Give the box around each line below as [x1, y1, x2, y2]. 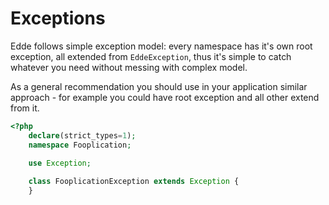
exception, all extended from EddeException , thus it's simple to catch [10, 50, 292, 62]
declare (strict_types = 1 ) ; [28, 130, 137, 141]
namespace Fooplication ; [28, 140, 132, 150]
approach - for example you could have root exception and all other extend [10, 91, 320, 103]
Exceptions [10, 7, 106, 30]
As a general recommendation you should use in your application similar [10, 80, 308, 92]
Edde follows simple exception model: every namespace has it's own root [10, 40, 313, 52]
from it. [10, 102, 40, 114]
